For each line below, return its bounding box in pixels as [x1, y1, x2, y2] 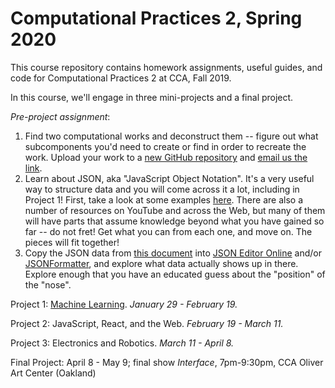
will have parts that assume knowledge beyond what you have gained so [24, 215, 325, 227]
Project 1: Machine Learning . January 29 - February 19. [10, 298, 238, 310]
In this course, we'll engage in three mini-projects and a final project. [10, 91, 294, 103]
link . [24, 162, 43, 174]
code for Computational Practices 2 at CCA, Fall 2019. [10, 72, 232, 84]
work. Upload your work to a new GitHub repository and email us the [24, 151, 308, 163]
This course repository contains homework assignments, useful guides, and [10, 61, 323, 73]
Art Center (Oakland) [10, 367, 97, 379]
